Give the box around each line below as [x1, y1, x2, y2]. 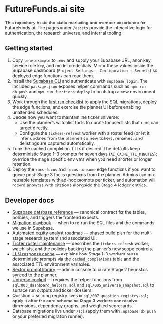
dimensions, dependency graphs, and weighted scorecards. [12, 302, 133, 309]
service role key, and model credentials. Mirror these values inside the [12, 62, 154, 68]
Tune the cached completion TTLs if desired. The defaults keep [12, 145, 140, 151]
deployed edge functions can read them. [12, 72, 94, 79]
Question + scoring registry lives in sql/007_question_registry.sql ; [12, 292, 149, 298]
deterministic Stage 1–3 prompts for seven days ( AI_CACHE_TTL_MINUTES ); [12, 151, 157, 157]
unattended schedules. [12, 109, 59, 115]
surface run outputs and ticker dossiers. [12, 287, 93, 293]
